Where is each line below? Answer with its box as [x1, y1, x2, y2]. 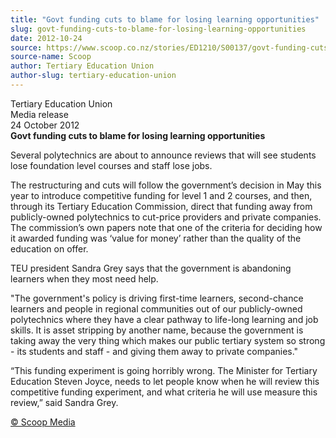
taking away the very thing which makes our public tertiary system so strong [10, 334, 326, 346]
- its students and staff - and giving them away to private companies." [10, 345, 299, 357]
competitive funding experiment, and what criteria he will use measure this [10, 386, 318, 398]
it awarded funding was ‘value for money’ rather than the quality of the [10, 232, 302, 244]
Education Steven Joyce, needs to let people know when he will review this [10, 375, 320, 387]
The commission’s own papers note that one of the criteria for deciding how [10, 221, 323, 233]
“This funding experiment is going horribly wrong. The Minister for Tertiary [10, 364, 318, 376]
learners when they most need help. [10, 272, 159, 285]
